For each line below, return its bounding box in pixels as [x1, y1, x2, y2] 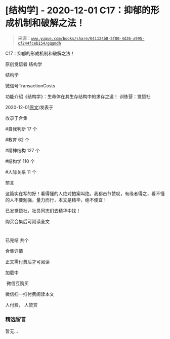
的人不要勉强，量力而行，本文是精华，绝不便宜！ [5, 196, 107, 203]
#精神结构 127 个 [5, 147, 40, 153]
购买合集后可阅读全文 [5, 218, 50, 224]
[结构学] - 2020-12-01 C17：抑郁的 [5, 5, 151, 16]
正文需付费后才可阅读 [5, 259, 50, 265]
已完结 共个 [5, 237, 29, 244]
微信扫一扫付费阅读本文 [5, 291, 54, 297]
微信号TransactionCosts [5, 82, 56, 89]
